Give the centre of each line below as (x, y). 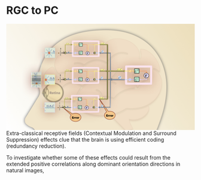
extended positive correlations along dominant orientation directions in (93, 164)
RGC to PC (32, 10)
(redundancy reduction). (36, 146)
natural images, (25, 170)
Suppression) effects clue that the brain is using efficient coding (85, 140)
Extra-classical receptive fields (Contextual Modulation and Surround (91, 133)
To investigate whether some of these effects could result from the (89, 158)
